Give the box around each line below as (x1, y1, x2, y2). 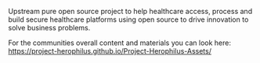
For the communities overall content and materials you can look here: (8, 38, 232, 47)
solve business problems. (8, 23, 91, 32)
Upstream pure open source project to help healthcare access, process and (8, 7, 253, 16)
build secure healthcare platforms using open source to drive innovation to (8, 15, 249, 24)
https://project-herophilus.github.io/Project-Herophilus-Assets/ (8, 47, 211, 55)
